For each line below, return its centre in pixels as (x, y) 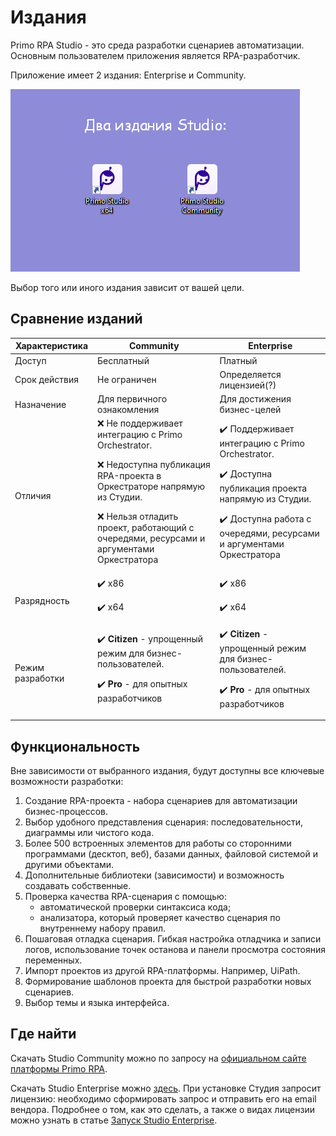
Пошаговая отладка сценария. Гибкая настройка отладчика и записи (173, 939)
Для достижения (255, 399)
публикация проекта (263, 488)
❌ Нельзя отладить (138, 517)
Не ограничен (127, 380)
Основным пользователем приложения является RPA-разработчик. (155, 55)
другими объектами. (69, 865)
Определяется (250, 374)
